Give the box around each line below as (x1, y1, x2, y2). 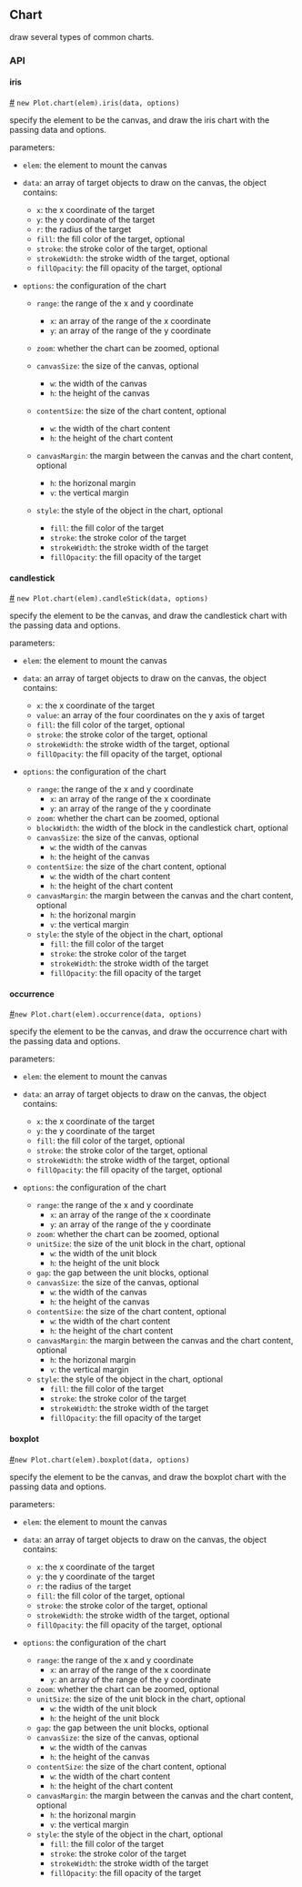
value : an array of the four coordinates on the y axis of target (35, 710, 266, 721)
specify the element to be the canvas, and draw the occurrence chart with (9, 1026, 288, 1037)
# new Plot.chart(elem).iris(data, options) (9, 96, 180, 107)
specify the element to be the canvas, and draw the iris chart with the (9, 114, 270, 126)
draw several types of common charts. (9, 31, 155, 42)
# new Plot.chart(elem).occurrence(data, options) (9, 1009, 203, 1020)
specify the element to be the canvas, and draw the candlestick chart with (9, 610, 287, 622)
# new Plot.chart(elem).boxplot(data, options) (9, 1454, 190, 1465)
